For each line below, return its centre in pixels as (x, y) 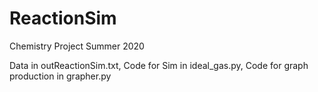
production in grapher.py (60, 76)
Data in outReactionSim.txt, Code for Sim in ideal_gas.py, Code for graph (159, 65)
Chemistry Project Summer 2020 (77, 46)
